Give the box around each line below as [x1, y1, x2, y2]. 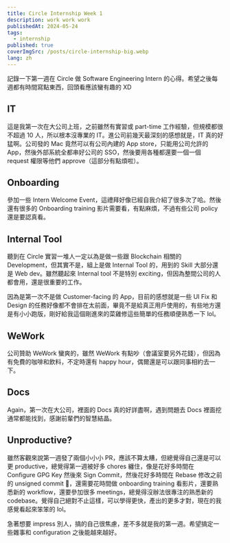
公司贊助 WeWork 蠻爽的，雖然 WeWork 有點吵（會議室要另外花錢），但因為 [7, 349, 221, 357]
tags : [7, 29, 23, 36]
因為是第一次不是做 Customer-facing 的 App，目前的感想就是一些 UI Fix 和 [7, 293, 218, 301]
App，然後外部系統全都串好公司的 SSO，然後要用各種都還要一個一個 [7, 148, 201, 156]
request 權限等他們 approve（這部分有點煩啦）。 [7, 156, 143, 165]
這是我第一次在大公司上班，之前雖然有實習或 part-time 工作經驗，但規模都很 [7, 122, 224, 130]
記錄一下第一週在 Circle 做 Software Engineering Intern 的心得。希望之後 [7, 74, 212, 82]
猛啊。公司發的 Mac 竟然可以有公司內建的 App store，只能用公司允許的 [7, 139, 209, 147]
